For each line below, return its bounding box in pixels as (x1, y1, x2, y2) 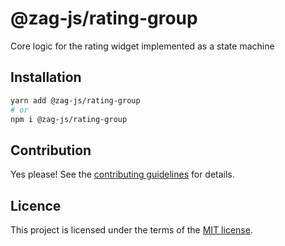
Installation (10, 69, 82, 86)
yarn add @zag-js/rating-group (10, 95, 141, 106)
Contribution (10, 142, 92, 159)
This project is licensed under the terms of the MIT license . (10, 224, 253, 236)
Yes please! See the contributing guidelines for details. (10, 168, 235, 181)
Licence (10, 197, 62, 214)
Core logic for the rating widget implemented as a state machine (10, 40, 275, 52)
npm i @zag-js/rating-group (10, 114, 128, 124)
